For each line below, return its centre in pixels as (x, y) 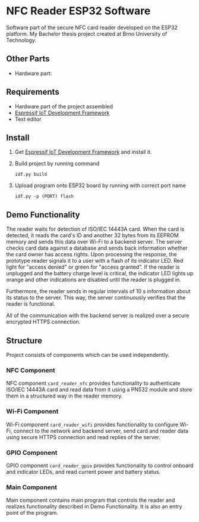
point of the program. (32, 513)
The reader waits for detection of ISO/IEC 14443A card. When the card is (95, 229)
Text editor (28, 119)
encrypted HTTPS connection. (43, 322)
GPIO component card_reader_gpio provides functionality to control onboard (100, 465)
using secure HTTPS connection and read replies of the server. (83, 437)
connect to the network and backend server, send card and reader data (101, 431)
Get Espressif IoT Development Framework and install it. (83, 152)
